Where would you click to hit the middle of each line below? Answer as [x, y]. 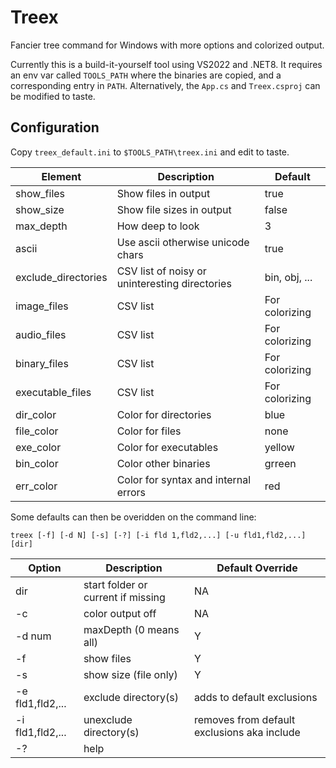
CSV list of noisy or [161, 271]
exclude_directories [61, 277]
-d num [33, 636]
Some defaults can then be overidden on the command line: [133, 517]
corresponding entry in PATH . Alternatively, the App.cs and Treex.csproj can [165, 85]
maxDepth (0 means [131, 629]
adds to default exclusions [255, 697]
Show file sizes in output [174, 209]
